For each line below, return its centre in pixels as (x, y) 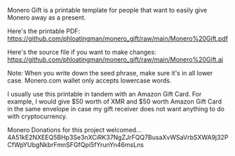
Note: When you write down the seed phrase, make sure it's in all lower (110, 73)
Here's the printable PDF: (44, 31)
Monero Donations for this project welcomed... (74, 130)
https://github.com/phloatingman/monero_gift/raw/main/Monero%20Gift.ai (115, 59)
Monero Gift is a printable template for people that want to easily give (107, 10)
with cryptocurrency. (38, 116)
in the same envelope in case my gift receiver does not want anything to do (116, 109)
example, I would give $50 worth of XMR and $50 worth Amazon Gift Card (115, 101)
